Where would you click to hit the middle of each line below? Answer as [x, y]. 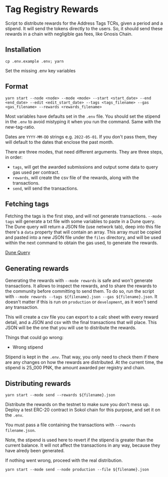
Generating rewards [37, 268]
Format [17, 87]
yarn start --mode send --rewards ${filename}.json [60, 395]
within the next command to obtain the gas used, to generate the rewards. [82, 243]
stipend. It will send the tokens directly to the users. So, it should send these [84, 28]
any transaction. [22, 307]
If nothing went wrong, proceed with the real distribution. [64, 460]
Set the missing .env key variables [41, 70]
